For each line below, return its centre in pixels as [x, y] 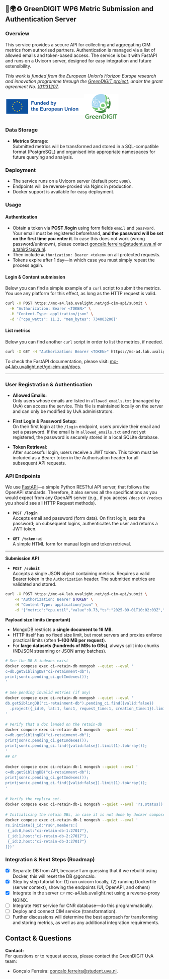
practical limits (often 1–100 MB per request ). [59, 640]
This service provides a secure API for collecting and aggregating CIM [78, 44]
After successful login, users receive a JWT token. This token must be [85, 452]
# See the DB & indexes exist [37, 661]
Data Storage [22, 130]
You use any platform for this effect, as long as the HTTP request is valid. [81, 294]
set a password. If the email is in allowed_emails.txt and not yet [79, 432]
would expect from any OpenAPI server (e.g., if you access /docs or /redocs [84, 498]
